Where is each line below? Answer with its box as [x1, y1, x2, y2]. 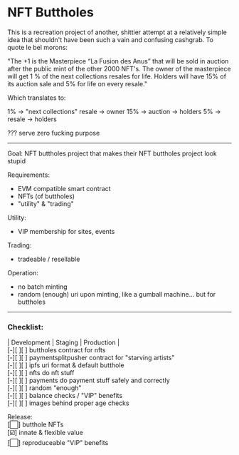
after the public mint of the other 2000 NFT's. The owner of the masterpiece [7, 64, 231, 73]
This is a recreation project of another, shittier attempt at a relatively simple [7, 28, 228, 36]
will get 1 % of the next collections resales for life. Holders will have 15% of [7, 72, 226, 81]
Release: [7, 413, 33, 421]
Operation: [7, 268, 39, 277]
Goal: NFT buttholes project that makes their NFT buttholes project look [7, 149, 217, 158]
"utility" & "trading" [17, 199, 75, 208]
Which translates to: [7, 93, 66, 102]
